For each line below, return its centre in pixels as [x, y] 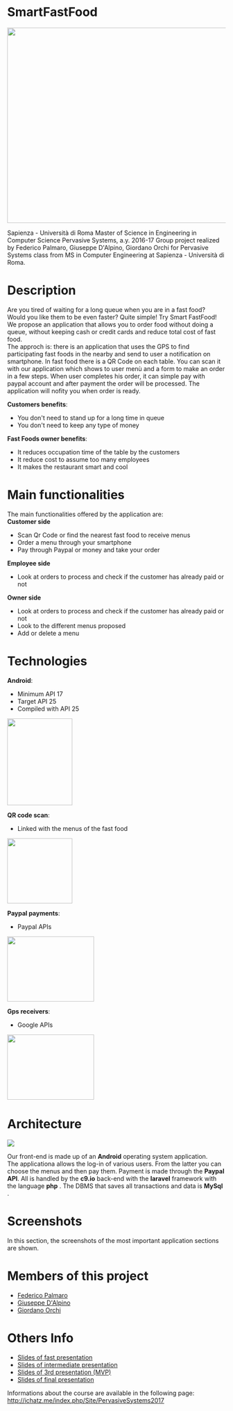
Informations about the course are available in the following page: [101, 1393]
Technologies [48, 661]
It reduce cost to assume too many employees [83, 459]
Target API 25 [37, 701]
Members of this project [78, 1276]
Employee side [29, 563]
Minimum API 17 [40, 694]
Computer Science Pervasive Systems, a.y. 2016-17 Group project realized [113, 240]
